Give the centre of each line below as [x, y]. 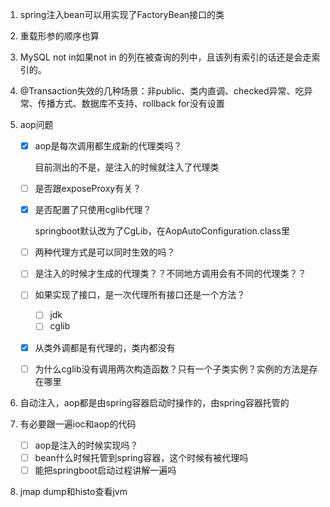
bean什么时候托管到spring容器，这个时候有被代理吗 [141, 457]
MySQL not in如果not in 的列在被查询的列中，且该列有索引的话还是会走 [165, 57]
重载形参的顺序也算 [59, 36]
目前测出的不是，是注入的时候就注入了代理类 [127, 167]
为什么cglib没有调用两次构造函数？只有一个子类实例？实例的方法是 [172, 369]
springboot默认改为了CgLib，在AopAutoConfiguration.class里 [162, 231]
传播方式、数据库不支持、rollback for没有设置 [131, 103]
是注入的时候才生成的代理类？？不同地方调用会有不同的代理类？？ [170, 274]
